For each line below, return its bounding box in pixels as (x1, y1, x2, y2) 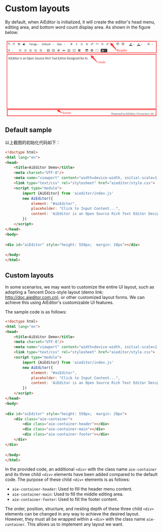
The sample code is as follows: (5, 309, 67, 314)
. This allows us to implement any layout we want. (24, 521, 124, 527)
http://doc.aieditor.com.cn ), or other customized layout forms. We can (5, 294, 145, 300)
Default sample (5, 126, 52, 134)
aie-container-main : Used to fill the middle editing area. (12, 491, 124, 497)
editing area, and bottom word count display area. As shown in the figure (5, 24, 151, 30)
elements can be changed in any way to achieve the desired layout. (5, 511, 140, 517)
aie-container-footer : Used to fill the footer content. (12, 496, 118, 502)
